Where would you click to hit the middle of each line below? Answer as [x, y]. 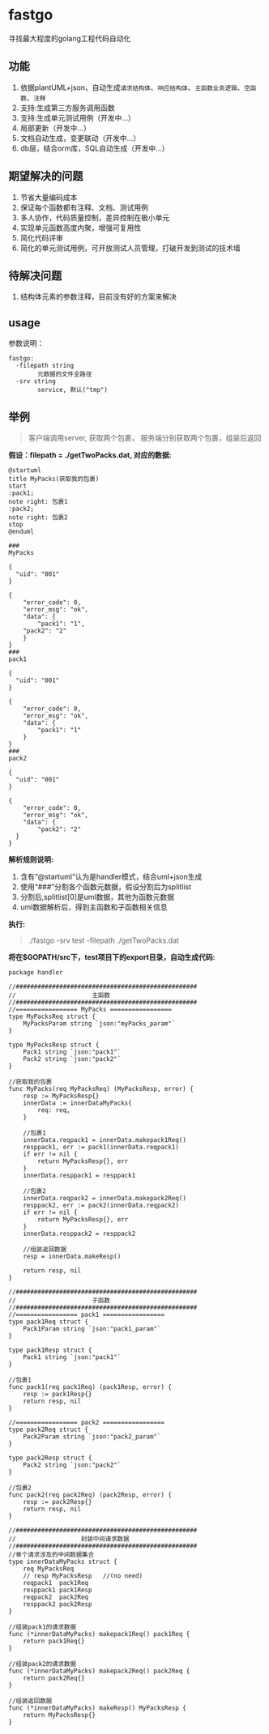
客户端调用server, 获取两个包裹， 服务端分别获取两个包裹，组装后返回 [145, 438]
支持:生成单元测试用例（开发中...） [77, 117]
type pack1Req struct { [49, 1322]
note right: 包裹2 [38, 518]
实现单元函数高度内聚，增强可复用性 [81, 228]
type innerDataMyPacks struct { [63, 1561]
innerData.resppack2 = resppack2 [79, 1233]
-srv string [36, 381]
